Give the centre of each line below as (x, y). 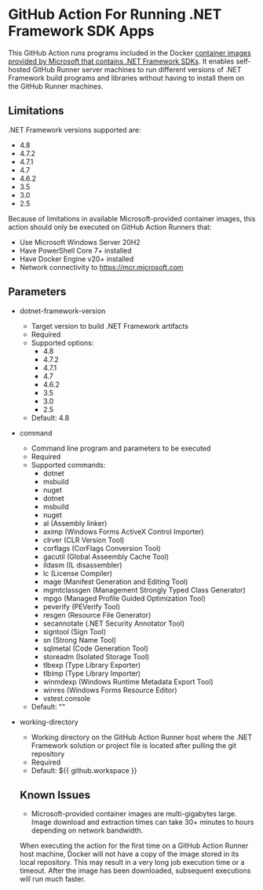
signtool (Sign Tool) (75, 631)
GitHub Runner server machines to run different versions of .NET (137, 69)
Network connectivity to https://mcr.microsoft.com (101, 267)
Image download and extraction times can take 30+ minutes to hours (142, 823)
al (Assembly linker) (75, 523)
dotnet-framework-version (62, 311)
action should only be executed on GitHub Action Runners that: (110, 227)
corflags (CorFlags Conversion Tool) (102, 548)
